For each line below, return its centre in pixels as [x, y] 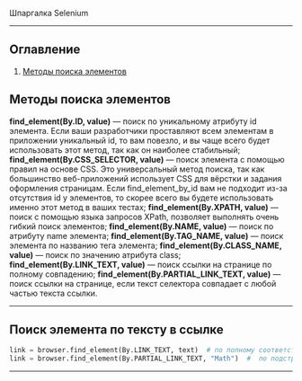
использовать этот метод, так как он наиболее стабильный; [125, 150]
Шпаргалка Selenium [49, 13]
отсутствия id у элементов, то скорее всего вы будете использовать [142, 198]
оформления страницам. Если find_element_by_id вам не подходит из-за [148, 188]
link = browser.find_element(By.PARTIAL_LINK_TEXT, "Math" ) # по [138, 359]
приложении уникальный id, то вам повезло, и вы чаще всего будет [140, 140]
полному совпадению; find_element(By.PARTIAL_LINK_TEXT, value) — [145, 274]
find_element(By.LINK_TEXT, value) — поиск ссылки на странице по [141, 264]
